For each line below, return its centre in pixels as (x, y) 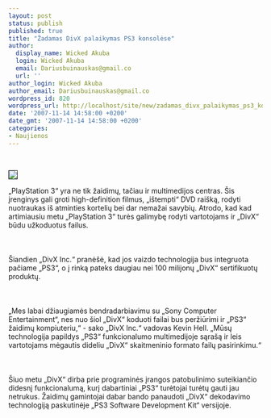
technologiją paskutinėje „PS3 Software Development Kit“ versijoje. (120, 405)
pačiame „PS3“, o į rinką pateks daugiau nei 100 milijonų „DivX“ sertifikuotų (133, 268)
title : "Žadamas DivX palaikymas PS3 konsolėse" (92, 38)
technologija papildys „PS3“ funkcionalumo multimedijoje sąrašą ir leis (125, 336)
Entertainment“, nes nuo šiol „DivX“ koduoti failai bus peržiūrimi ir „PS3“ (127, 319)
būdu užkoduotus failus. (48, 225)
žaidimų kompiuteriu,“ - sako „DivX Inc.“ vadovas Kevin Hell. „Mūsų (120, 328)
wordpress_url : (34, 106)
